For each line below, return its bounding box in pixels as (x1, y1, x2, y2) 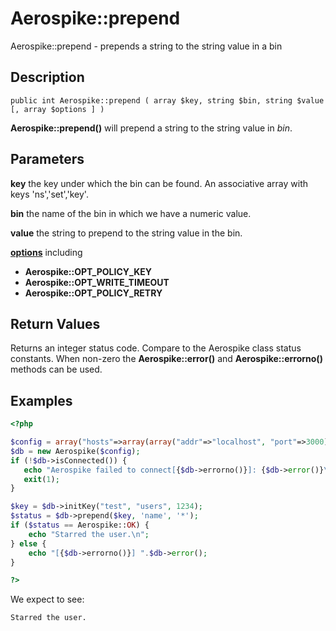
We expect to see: (10, 593, 85, 606)
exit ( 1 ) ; (23, 474, 60, 484)
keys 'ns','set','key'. (10, 188, 89, 200)
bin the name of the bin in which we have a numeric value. (10, 207, 252, 219)
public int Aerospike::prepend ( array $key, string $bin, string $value (10, 95, 325, 106)
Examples (10, 392, 73, 409)
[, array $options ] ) (10, 104, 105, 114)
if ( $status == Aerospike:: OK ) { (10, 520, 150, 531)
